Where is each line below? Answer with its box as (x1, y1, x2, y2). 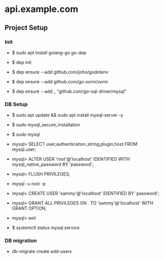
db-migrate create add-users (11, 249, 72, 255)
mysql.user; (11, 146, 36, 153)
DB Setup (4, 101, 28, 108)
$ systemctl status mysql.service (11, 225, 80, 231)
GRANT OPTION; (11, 206, 47, 212)
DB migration (4, 237, 37, 244)
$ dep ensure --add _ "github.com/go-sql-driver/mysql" (11, 88, 127, 94)
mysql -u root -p (11, 181, 46, 187)
